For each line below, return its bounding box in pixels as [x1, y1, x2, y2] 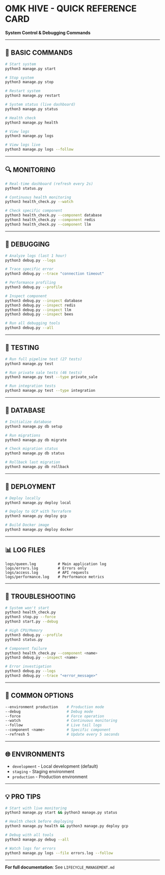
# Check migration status [5, 446, 58, 451]
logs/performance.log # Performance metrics [5, 574, 105, 579]
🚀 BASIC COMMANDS [5, 49, 73, 57]
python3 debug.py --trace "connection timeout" [5, 271, 105, 276]
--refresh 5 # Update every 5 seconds [5, 732, 120, 737]
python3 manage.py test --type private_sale [5, 375, 98, 379]
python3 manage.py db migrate [5, 437, 67, 442]
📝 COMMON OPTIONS [5, 691, 74, 700]
